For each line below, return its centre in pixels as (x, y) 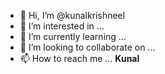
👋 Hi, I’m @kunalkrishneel (72, 15)
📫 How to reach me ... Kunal (79, 58)
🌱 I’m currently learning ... (73, 36)
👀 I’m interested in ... (62, 26)
